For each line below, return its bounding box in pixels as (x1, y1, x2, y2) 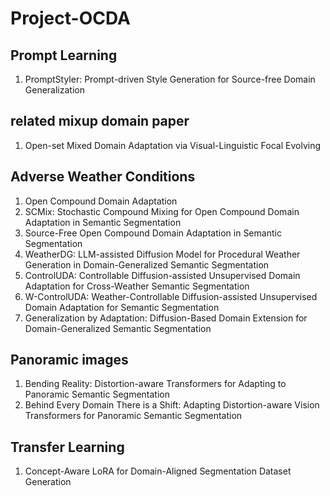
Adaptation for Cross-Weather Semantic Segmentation (24, 280, 250, 292)
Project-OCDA (10, 7, 131, 30)
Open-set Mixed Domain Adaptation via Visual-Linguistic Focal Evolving (24, 139, 322, 151)
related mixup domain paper (10, 113, 190, 130)
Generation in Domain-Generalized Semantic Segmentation (24, 258, 270, 271)
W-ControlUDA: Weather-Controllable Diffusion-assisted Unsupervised (24, 290, 318, 302)
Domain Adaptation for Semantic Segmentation (24, 301, 220, 313)
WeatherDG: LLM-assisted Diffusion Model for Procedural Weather (24, 248, 301, 260)
